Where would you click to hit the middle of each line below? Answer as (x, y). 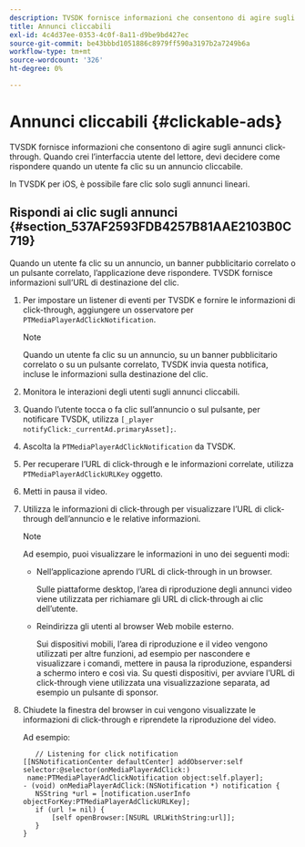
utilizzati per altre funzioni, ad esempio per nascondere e (143, 653)
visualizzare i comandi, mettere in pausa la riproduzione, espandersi (164, 663)
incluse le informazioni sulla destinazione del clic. (115, 373)
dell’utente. (57, 608)
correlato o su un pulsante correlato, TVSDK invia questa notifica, (145, 364)
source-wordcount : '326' (56, 60)
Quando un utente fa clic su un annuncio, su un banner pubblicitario (150, 354)
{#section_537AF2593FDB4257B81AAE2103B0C (151, 227)
